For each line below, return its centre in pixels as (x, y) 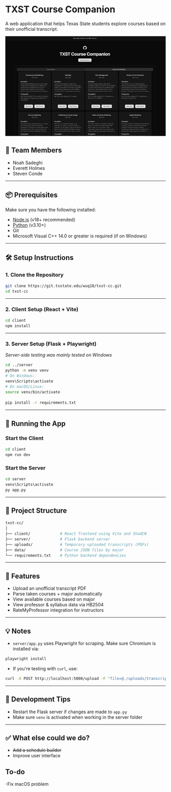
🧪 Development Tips (38, 699)
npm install (18, 326)
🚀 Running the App (36, 423)
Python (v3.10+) (29, 225)
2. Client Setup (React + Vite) (42, 309)
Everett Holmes (29, 168)
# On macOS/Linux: (25, 387)
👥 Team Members (34, 150)
